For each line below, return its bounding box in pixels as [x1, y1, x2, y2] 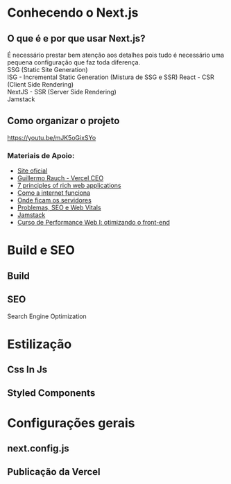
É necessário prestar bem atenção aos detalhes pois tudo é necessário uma [7, 51, 224, 59]
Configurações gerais [7, 415, 135, 431]
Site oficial [17, 166, 48, 175]
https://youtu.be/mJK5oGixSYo [7, 133, 96, 141]
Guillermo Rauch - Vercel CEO [17, 174, 104, 182]
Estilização [7, 336, 72, 352]
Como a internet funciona [17, 189, 91, 197]
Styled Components [7, 387, 96, 399]
